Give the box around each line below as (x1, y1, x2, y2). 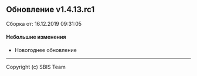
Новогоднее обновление (14, 47, 77, 54)
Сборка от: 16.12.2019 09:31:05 (6, 20, 82, 27)
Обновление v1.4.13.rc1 (6, 5, 95, 15)
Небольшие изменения (6, 33, 66, 40)
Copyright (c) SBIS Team (6, 64, 66, 71)
